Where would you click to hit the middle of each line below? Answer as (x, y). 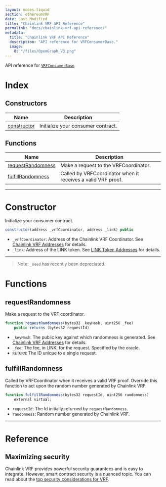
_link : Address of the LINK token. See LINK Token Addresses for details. (86, 250)
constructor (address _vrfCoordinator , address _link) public (69, 230)
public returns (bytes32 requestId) (52, 328)
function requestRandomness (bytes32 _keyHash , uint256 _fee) (69, 323)
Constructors (26, 104)
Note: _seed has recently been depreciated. (61, 264)
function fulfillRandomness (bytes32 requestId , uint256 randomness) (77, 395)
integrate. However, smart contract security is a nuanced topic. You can (78, 474)
